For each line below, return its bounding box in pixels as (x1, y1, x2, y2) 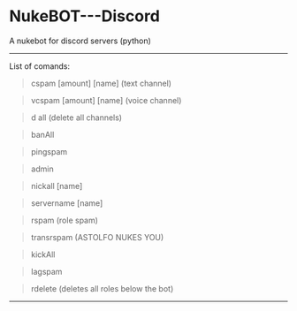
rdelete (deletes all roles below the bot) (30, 283, 174, 293)
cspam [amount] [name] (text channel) (30, 78, 172, 88)
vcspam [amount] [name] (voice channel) (30, 95, 182, 105)
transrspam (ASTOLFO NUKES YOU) (30, 231, 164, 242)
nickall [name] (30, 180, 83, 191)
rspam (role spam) (30, 215, 99, 225)
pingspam (30, 146, 68, 156)
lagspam (30, 266, 63, 277)
